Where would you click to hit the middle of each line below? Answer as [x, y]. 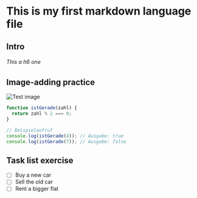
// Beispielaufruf [29, 130]
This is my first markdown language [99, 11]
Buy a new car [33, 175]
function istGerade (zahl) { [42, 108]
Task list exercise [40, 160]
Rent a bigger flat [37, 189]
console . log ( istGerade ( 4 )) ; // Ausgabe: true [65, 136]
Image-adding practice [51, 82]
